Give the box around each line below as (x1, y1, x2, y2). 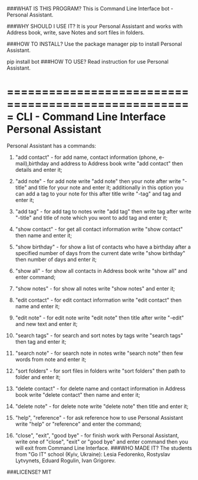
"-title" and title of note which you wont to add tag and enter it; (15, 214, 168, 221)
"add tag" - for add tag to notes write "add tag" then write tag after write (15, 208, 192, 215)
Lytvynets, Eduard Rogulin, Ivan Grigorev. (15, 457, 116, 464)
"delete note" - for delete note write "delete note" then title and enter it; (15, 403, 189, 410)
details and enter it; (15, 166, 62, 173)
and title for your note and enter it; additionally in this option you (28, 184, 184, 191)
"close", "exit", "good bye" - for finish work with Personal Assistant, (15, 432, 179, 439)
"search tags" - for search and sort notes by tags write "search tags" (15, 332, 183, 339)
